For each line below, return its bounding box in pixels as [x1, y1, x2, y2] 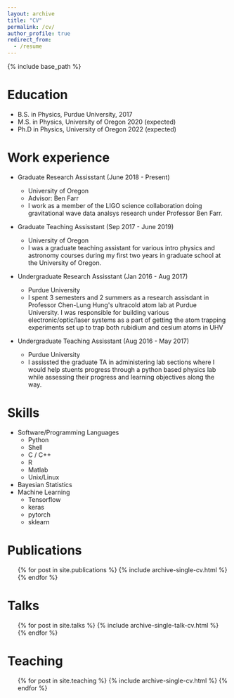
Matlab [27, 465, 48, 474]
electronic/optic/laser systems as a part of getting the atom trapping [27, 316, 226, 324]
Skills [7, 405, 40, 421]
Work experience [7, 150, 110, 166]
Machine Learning [17, 488, 70, 496]
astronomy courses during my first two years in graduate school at [27, 251, 221, 259]
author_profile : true [7, 30, 71, 37]
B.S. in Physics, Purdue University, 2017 [17, 110, 133, 118]
